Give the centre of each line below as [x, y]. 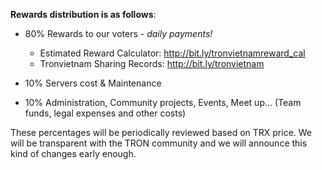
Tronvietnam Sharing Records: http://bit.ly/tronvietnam [152, 63]
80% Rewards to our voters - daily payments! [118, 33]
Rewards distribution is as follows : [83, 14]
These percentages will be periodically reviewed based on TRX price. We [161, 132]
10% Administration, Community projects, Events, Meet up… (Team [163, 102]
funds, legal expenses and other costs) [105, 113]
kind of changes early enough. [73, 153]
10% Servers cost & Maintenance [93, 83]
